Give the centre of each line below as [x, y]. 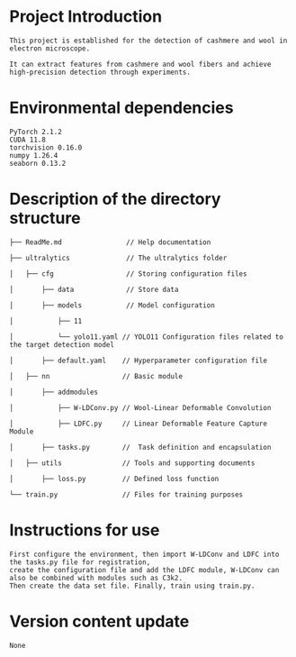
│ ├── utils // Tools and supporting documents [132, 463]
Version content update [99, 621]
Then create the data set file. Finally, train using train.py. [132, 586]
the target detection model [62, 344]
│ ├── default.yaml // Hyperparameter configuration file [139, 360]
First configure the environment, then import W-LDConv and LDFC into [144, 554]
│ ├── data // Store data [94, 289]
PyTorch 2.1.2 [36, 132]
